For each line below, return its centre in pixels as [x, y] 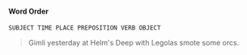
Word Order [28, 11]
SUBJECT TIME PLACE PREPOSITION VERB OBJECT [85, 28]
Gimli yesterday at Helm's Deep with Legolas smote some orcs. [134, 43]
